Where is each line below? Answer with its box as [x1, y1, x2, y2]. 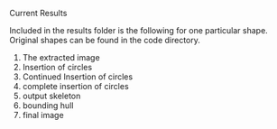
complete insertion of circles [22, 81, 129, 91]
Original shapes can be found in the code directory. [9, 35, 201, 45]
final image [22, 110, 65, 120]
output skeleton [22, 90, 81, 101]
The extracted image [22, 52, 101, 62]
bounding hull [22, 100, 74, 111]
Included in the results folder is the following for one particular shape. [9, 25, 268, 35]
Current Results [9, 8, 68, 18]
